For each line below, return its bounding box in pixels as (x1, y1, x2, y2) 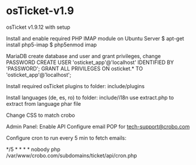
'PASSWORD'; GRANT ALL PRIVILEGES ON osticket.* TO (6, 65, 143, 72)
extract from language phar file (6, 100, 81, 107)
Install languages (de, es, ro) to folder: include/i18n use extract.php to (6, 94, 174, 101)
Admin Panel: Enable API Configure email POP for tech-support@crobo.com (6, 123, 190, 130)
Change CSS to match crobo (6, 112, 75, 119)
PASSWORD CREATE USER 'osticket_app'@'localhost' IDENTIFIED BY (6, 59, 174, 66)
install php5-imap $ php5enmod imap (6, 41, 97, 48)
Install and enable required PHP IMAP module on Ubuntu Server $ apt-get (6, 35, 184, 42)
